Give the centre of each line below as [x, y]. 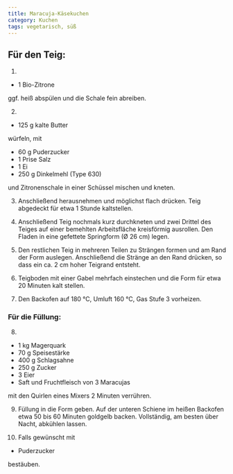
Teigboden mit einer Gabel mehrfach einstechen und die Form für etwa [119, 278]
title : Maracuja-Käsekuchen [49, 14]
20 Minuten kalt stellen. [51, 286]
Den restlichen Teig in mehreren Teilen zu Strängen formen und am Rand [122, 250]
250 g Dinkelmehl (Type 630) [60, 174]
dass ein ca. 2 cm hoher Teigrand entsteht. [79, 265]
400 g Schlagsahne [46, 360]
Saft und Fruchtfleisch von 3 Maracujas [74, 382]
